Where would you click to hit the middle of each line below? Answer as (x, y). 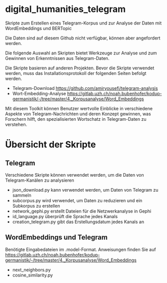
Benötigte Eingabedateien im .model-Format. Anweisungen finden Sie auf (81, 249)
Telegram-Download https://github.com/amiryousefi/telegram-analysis (85, 88)
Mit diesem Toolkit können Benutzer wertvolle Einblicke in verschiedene (79, 108)
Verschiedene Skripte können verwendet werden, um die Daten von (75, 175)
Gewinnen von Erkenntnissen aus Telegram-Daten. (57, 58)
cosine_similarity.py (33, 275)
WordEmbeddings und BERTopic (39, 28)
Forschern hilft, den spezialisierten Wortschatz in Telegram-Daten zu (76, 119)
